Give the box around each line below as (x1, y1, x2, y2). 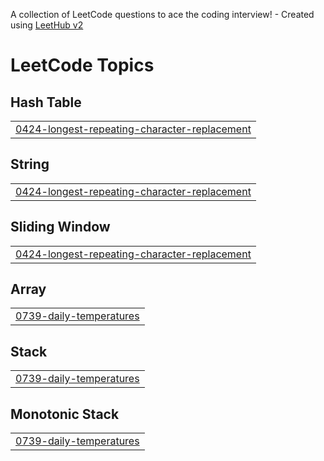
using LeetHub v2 (10, 19, 84, 31)
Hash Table (10, 94, 82, 111)
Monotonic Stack (10, 405, 120, 423)
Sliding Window (10, 219, 111, 236)
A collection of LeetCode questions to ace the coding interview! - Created (10, 9, 315, 20)
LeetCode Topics (10, 54, 155, 77)
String (10, 156, 50, 173)
